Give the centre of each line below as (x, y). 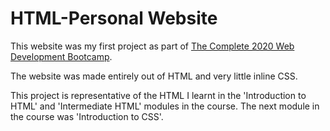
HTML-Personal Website (114, 18)
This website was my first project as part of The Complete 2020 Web (152, 46)
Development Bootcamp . (61, 56)
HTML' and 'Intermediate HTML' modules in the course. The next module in (165, 106)
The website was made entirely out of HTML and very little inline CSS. (154, 76)
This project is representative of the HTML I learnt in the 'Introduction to (158, 95)
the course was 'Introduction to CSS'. (87, 116)
